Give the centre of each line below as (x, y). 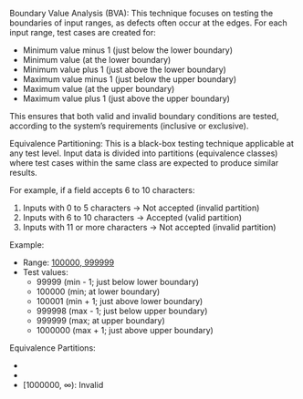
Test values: (45, 272)
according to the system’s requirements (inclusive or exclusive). (129, 126)
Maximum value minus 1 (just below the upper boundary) (130, 79)
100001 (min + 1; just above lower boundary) (120, 301)
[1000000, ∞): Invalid (63, 385)
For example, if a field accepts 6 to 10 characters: (102, 190)
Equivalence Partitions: (52, 348)
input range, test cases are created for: (83, 32)
